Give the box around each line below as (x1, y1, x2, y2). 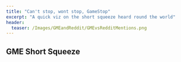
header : (6, 19, 25, 25)
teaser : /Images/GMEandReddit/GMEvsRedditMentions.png (11, 25, 147, 31)
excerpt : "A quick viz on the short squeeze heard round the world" (6, 14, 176, 20)
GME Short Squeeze (6, 46, 80, 56)
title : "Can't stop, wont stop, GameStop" (6, 8, 111, 15)
